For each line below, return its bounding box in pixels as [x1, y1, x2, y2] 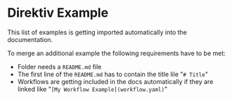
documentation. [7, 35, 53, 43]
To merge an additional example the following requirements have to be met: [7, 49, 226, 57]
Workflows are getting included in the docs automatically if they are [17, 77, 214, 85]
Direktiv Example [7, 5, 109, 21]
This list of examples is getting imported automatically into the [7, 28, 188, 36]
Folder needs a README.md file [17, 62, 102, 71]
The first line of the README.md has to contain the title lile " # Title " [17, 70, 209, 78]
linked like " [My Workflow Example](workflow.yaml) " [17, 85, 167, 93]
